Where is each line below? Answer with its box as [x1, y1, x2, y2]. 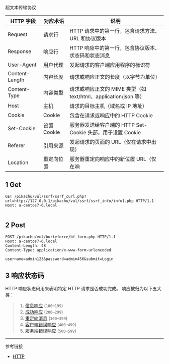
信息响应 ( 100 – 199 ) [25, 302, 63, 309]
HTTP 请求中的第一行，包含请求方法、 [69, 27, 160, 34]
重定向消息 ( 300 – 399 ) [25, 315, 68, 322]
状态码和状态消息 [69, 52, 110, 59]
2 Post [5, 221, 26, 230]
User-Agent [8, 61, 37, 68]
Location [8, 159, 29, 166]
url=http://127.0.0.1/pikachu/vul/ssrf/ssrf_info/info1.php [5, 198, 134, 203]
